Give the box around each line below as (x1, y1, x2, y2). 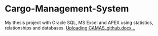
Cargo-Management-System (5, 3, 129, 14)
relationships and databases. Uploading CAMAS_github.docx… (5, 24, 136, 30)
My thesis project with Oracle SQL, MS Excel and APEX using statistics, (5, 19, 153, 25)
